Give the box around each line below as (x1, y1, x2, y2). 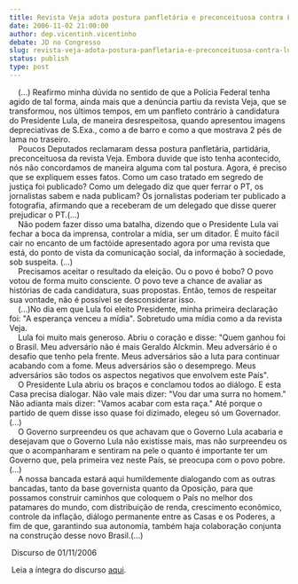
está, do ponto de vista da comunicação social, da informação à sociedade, (9, 247, 286, 257)
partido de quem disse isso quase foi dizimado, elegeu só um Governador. (9, 407, 281, 418)
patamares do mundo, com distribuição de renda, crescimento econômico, (9, 501, 282, 512)
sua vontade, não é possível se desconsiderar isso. (9, 294, 197, 304)
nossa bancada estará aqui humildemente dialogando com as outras (25, 473, 276, 484)
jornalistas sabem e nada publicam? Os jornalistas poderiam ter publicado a (9, 190, 286, 201)
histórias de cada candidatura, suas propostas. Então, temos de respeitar (9, 285, 277, 296)
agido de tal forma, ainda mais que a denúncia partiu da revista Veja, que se (9, 96, 286, 107)
